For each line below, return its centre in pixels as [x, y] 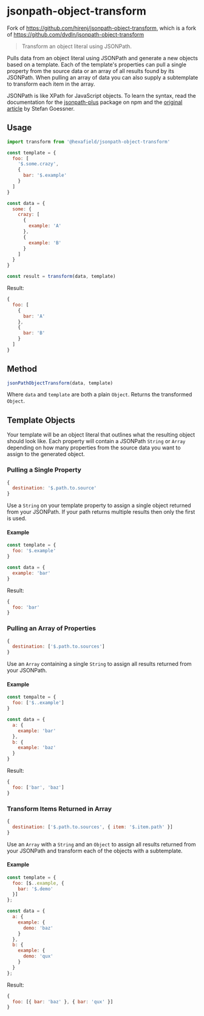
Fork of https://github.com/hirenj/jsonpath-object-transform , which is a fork [102, 28]
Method [22, 369]
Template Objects [41, 420]
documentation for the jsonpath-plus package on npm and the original [95, 102]
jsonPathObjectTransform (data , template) [60, 383]
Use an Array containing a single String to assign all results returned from [99, 664]
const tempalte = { [32, 697]
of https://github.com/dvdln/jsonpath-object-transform [76, 34]
